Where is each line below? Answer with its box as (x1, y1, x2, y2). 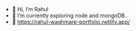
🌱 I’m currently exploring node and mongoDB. (12, 12, 126, 19)
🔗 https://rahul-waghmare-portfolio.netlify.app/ (12, 18, 131, 25)
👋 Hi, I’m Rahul (12, 6, 49, 13)
